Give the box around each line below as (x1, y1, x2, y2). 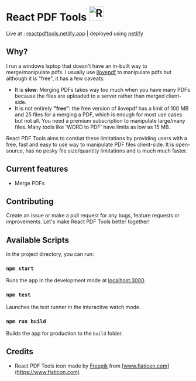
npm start (6, 265, 34, 272)
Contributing (6, 196, 54, 206)
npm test (6, 292, 31, 298)
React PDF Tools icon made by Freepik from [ (14, 362, 124, 369)
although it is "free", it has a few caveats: (6, 75, 105, 82)
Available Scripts (6, 235, 69, 245)
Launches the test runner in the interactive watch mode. (6, 303, 142, 310)
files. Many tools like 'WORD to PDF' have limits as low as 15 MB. (14, 123, 171, 130)
